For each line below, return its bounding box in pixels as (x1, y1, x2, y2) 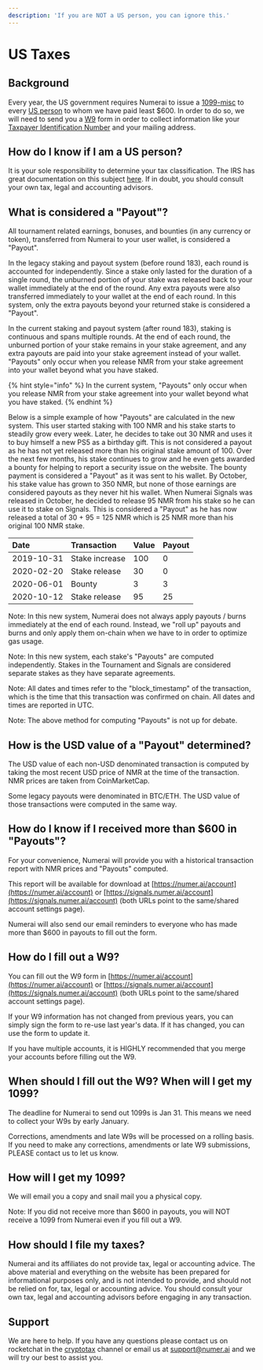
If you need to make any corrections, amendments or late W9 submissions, (8, 1140, 250, 1149)
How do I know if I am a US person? (8, 145, 183, 159)
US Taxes (8, 45, 71, 63)
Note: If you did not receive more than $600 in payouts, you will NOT (8, 1207, 231, 1217)
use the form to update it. (8, 1028, 90, 1038)
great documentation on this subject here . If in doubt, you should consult (8, 174, 244, 184)
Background (8, 76, 69, 90)
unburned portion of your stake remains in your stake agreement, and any (8, 340, 247, 350)
